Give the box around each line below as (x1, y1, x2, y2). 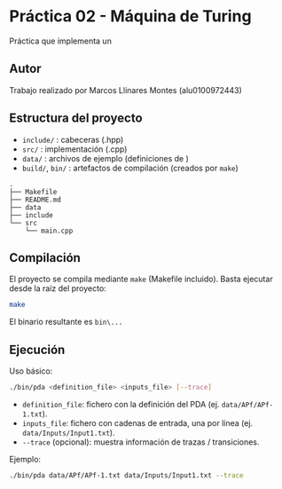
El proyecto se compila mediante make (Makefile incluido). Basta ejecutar (9, 273, 273, 285)
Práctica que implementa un (9, 35, 113, 46)
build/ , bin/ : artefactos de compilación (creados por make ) (21, 162, 239, 173)
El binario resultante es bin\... (9, 317, 123, 327)
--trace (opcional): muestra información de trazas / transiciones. (21, 437, 260, 447)
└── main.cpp (25, 226, 74, 235)
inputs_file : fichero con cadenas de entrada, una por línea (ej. (21, 417, 254, 428)
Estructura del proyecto (9, 111, 144, 126)
